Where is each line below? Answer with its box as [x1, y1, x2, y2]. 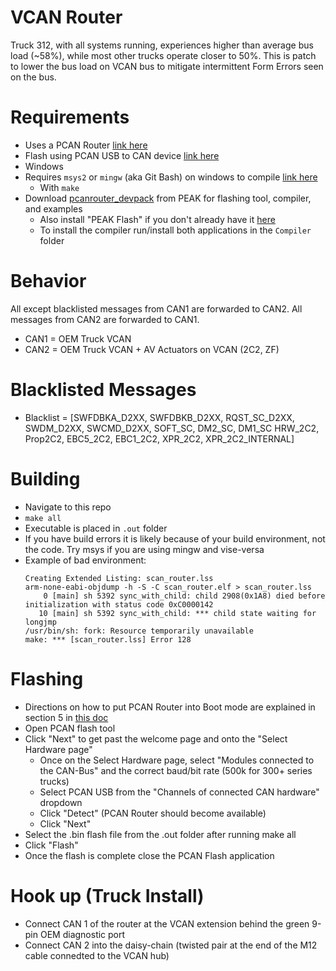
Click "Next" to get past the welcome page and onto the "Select [24, 732, 288, 745]
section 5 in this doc [24, 711, 109, 723]
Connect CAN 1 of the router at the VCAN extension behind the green [24, 917, 310, 930]
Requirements [10, 106, 130, 129]
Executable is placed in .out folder [24, 522, 168, 534]
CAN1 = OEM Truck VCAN [24, 332, 132, 345]
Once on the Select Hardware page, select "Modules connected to [39, 754, 315, 766]
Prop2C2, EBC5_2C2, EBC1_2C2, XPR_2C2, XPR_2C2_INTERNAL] [24, 432, 295, 445]
